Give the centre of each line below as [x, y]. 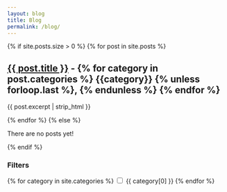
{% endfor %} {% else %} [44, 120]
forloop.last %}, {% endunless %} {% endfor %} [114, 90]
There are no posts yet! [41, 134]
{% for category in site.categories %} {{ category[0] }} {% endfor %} [111, 181]
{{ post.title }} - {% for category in [83, 68]
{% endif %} [25, 147]
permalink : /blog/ [34, 26]
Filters [18, 166]
